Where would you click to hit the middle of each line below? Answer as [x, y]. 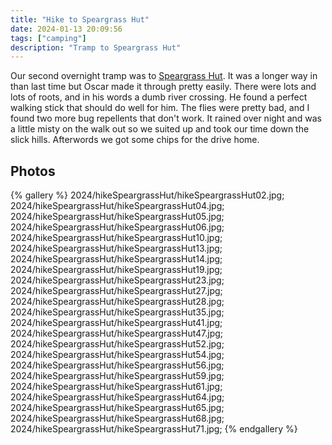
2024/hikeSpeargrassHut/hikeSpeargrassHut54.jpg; [117, 355]
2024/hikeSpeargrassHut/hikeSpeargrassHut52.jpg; [117, 344]
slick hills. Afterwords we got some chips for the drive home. [135, 140]
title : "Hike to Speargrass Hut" [80, 19]
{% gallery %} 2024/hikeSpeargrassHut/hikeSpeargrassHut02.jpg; [147, 195]
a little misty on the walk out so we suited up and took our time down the [160, 129]
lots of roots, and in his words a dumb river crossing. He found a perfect [159, 97]
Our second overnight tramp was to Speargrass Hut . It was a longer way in [164, 76]
